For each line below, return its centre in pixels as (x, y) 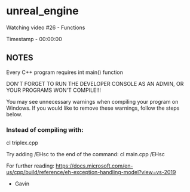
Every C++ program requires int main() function (65, 72)
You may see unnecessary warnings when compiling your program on (92, 101)
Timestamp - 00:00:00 (34, 39)
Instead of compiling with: (45, 129)
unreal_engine (42, 11)
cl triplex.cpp (22, 143)
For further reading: (30, 166)
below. (14, 114)
